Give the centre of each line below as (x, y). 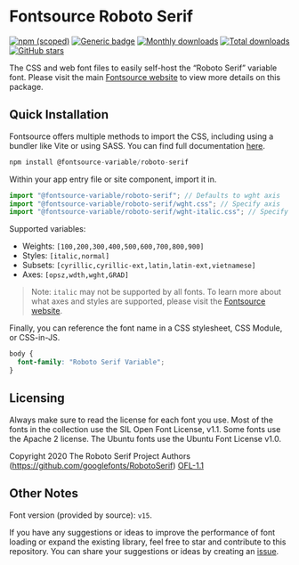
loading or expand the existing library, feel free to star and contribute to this (148, 542)
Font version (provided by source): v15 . (81, 515)
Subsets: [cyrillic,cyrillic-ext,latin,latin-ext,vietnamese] (139, 266)
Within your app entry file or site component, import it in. (113, 179)
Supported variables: (48, 229)
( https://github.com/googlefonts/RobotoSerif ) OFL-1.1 (107, 465)
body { (21, 354)
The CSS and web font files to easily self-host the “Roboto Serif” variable (143, 68)
